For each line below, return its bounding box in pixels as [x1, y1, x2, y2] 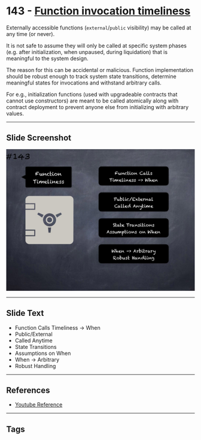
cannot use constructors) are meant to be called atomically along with [6, 97, 179, 104]
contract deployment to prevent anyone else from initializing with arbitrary [6, 103, 189, 110]
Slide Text [6, 308, 44, 318]
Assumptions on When [14, 349, 71, 357]
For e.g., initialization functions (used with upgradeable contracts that [6, 91, 178, 98]
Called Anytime [14, 337, 53, 344]
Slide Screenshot [6, 133, 72, 143]
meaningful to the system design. [6, 55, 89, 62]
